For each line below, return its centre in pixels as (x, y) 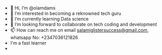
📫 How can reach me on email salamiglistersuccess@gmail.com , (79, 30)
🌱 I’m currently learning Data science (49, 19)
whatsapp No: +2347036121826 (44, 38)
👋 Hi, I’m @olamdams (33, 8)
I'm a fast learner (28, 43)
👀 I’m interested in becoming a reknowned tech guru (66, 13)
